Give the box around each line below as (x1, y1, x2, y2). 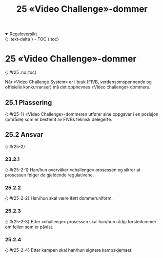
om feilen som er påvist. (5, 224, 54, 230)
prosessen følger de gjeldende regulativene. (5, 172, 94, 178)
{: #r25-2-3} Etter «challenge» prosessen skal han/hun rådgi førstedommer (5, 218, 157, 224)
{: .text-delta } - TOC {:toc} (5, 36, 60, 42)
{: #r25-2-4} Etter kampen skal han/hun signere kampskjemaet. (5, 247, 133, 253)
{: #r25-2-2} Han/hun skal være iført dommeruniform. (5, 195, 113, 201)
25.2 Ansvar (5, 130, 43, 139)
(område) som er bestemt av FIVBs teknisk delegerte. (5, 116, 112, 122)
